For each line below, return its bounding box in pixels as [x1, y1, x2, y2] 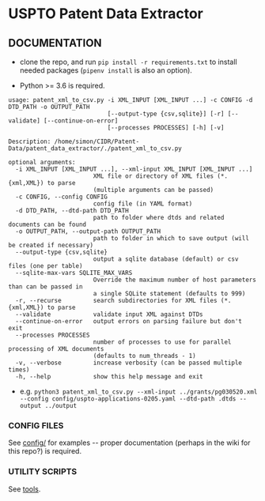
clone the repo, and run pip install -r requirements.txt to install [19, 57, 237, 66]
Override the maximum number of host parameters [93, 276, 257, 284]
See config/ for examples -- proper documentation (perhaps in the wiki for [8, 438, 251, 447]
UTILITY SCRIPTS [8, 466, 78, 477]
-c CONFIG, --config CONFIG [15, 193, 108, 201]
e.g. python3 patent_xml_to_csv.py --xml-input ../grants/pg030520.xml [19, 386, 258, 396]
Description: [8, 137, 51, 145]
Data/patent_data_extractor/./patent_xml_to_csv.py [8, 145, 182, 153]
